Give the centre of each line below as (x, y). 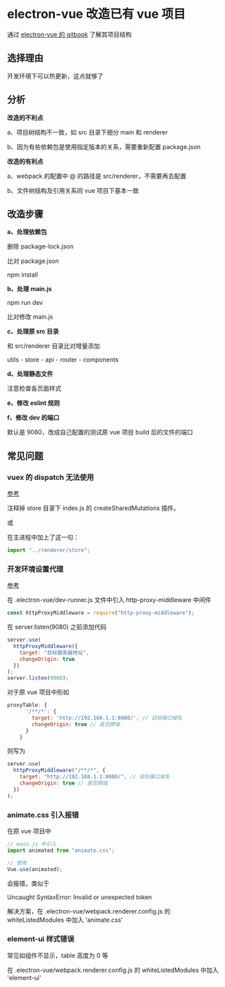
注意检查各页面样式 (34, 388)
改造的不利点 (25, 117)
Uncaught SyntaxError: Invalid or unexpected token (80, 897)
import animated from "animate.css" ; (61, 850)
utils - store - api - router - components (63, 360)
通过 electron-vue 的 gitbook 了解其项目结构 (70, 34)
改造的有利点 (25, 161)
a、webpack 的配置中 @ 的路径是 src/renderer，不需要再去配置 (97, 176)
